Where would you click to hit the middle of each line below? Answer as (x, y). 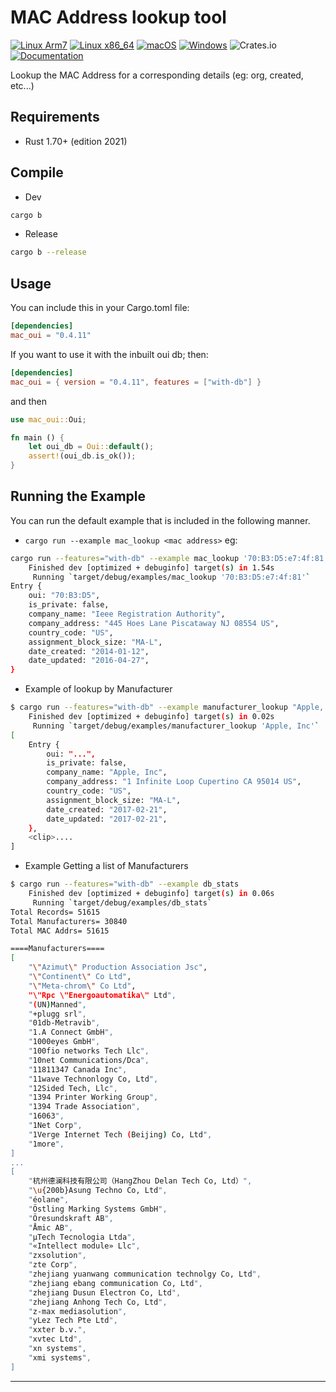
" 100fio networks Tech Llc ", (89, 1051)
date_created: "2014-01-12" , (89, 651)
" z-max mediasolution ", (78, 1311)
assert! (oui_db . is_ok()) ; (82, 456)
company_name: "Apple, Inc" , (107, 772)
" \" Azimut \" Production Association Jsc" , (118, 967)
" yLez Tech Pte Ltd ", (73, 1321)
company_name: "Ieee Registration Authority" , (127, 614)
